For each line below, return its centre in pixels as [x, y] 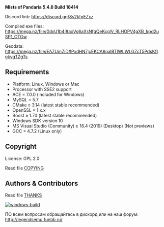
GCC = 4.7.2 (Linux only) [37, 131]
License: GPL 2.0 [22, 158]
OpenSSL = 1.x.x [29, 110]
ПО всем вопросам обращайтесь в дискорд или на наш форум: [72, 214]
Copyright [21, 146]
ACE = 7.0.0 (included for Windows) [48, 94]
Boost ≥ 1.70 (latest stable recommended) [55, 115]
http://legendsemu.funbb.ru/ [34, 220]
